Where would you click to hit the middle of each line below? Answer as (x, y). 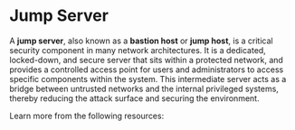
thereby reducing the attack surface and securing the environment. (134, 98)
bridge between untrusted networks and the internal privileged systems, (144, 88)
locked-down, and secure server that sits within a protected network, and (146, 60)
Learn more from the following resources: (87, 116)
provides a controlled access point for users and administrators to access (147, 70)
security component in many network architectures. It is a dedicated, (138, 50)
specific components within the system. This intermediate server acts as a (148, 79)
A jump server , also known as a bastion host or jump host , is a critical (141, 41)
